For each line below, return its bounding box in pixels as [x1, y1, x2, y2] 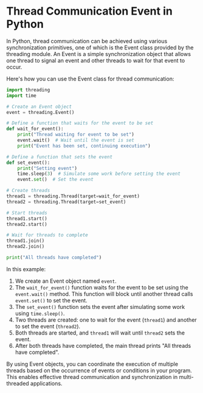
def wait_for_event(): [6, 126, 64, 132]
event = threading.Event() [6, 109, 75, 115]
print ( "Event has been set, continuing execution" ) [17, 143, 151, 149]
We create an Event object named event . [15, 277, 117, 285]
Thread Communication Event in [6, 4, 173, 18]
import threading [6, 87, 50, 93]
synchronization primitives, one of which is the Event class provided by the [6, 44, 194, 51]
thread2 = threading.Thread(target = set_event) [6, 199, 126, 205]
